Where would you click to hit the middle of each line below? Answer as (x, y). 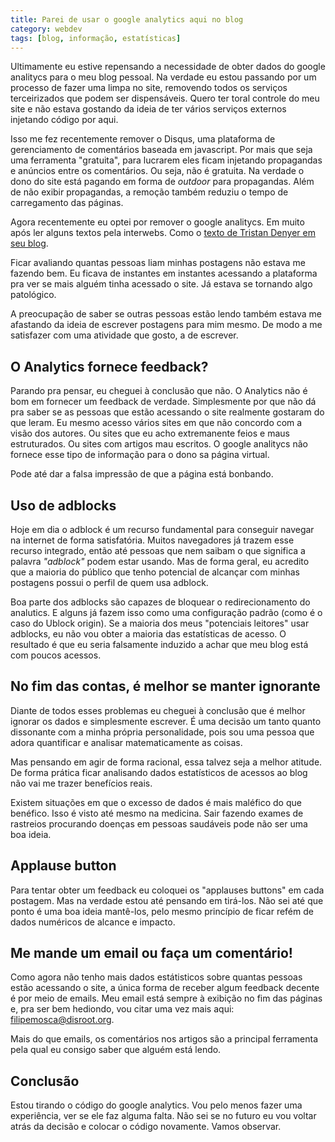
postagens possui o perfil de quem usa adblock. (109, 582)
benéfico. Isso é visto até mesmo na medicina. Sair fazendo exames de (157, 813)
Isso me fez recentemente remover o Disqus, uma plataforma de (143, 139)
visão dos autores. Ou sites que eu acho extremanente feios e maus (150, 433)
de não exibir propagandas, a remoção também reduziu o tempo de (149, 192)
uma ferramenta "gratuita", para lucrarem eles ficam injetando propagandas (166, 160)
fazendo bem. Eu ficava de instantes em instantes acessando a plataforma (164, 273)
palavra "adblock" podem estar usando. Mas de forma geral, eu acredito (160, 561)
